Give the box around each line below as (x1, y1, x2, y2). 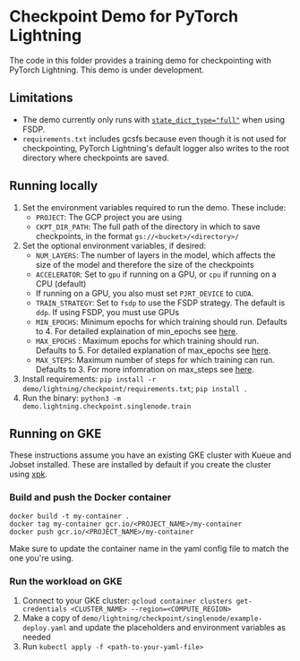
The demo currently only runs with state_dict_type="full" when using (21, 114, 285, 124)
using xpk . (9, 468, 47, 480)
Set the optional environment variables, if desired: (21, 240, 207, 251)
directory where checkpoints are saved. (21, 152, 170, 163)
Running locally (9, 178, 99, 193)
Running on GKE (9, 425, 102, 441)
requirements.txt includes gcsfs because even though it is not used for (21, 133, 287, 144)
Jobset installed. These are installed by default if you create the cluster (9, 459, 271, 470)
